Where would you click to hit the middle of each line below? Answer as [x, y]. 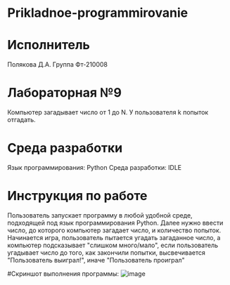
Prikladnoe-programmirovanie [98, 13]
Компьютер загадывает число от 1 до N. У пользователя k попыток [108, 112]
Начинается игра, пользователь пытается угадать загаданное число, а [114, 237]
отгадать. [22, 120]
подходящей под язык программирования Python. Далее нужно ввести [115, 223]
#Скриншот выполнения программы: [63, 273]
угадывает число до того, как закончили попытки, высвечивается [107, 252]
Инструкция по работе [77, 196]
